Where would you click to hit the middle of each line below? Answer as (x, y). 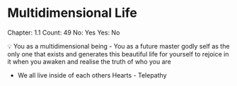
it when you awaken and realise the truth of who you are (89, 61)
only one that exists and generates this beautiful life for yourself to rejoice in (118, 54)
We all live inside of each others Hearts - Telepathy (92, 75)
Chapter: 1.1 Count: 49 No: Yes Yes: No (64, 32)
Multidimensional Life (73, 13)
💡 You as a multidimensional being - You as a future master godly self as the (118, 46)
